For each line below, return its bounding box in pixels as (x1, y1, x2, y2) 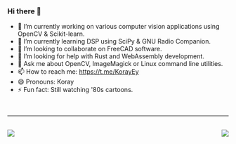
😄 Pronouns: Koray (17, 77, 74, 86)
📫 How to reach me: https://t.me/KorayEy (17, 67, 139, 76)
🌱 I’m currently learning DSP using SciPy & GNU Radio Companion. (17, 37, 211, 46)
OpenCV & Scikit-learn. (17, 30, 85, 38)
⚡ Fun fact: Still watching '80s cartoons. (17, 86, 133, 94)
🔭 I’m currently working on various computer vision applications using (17, 22, 220, 31)
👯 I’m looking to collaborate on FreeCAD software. (17, 45, 163, 53)
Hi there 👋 (7, 6, 42, 16)
